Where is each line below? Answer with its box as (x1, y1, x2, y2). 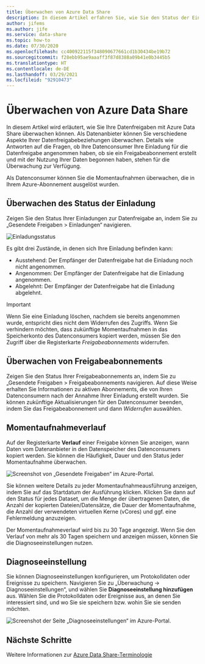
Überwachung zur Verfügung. (6, 162, 82, 170)
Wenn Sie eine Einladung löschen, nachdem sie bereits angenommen (6, 312, 180, 320)
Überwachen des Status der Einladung (6, 198, 156, 209)
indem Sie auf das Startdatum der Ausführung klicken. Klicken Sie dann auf (6, 488, 196, 496)
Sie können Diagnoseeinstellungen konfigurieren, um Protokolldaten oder (6, 573, 190, 580)
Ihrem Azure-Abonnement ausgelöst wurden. (6, 181, 120, 188)
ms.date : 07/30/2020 (6, 43, 59, 49)
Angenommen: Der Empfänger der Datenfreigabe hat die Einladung (15, 269, 184, 276)
